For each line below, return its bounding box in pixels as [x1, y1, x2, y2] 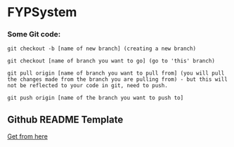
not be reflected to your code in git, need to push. [7, 82, 169, 89]
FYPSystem [7, 4, 77, 20]
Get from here [7, 132, 48, 141]
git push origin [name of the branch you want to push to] [7, 94, 184, 102]
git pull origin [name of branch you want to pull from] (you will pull [7, 70, 225, 77]
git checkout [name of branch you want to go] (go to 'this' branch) [7, 58, 216, 65]
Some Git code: [7, 30, 61, 39]
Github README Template [7, 113, 124, 125]
